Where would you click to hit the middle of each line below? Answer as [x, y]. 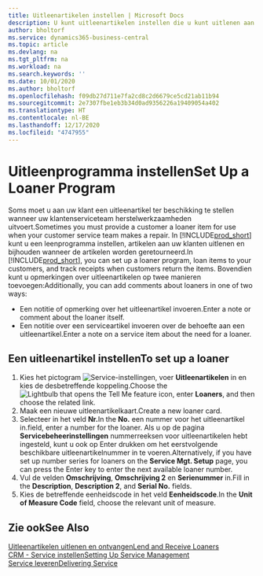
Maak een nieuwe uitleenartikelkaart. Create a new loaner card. [121, 411]
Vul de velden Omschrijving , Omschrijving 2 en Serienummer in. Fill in [134, 478]
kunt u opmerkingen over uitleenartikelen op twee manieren [105, 277]
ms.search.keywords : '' [47, 74]
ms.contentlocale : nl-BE [49, 118]
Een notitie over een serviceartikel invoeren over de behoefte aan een [132, 325]
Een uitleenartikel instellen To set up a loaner [119, 358]
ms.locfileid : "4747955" [49, 132]
